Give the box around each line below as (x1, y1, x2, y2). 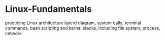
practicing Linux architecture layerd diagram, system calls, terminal (5, 20, 141, 26)
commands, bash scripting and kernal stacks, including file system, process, (5, 25, 161, 31)
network (5, 30, 22, 36)
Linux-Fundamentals (5, 3, 92, 15)
